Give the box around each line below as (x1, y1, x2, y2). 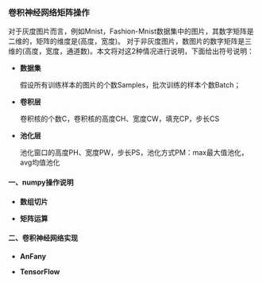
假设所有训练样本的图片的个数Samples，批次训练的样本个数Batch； (19, 80, 241, 90)
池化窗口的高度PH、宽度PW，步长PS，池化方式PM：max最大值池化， (19, 148, 249, 157)
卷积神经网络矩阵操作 (8, 6, 90, 17)
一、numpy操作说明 (8, 177, 74, 187)
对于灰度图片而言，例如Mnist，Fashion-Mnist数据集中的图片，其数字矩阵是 (8, 26, 254, 37)
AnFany (19, 251, 46, 261)
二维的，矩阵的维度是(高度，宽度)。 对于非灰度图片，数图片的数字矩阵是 (8, 37, 245, 46)
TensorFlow (19, 266, 60, 276)
